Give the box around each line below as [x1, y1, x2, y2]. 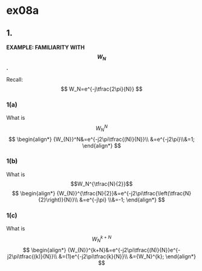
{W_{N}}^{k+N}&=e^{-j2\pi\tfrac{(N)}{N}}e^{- [67, 246, 181, 253]
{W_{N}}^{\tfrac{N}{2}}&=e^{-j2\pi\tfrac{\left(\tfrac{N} [56, 189, 192, 197]
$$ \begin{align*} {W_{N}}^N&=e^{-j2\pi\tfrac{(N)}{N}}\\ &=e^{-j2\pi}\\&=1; [8, 135, 195, 143]
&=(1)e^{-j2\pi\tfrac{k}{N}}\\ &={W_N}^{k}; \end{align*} [58, 252, 197, 260]
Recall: [6, 76, 23, 83]
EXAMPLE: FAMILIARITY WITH [6, 44, 85, 51]
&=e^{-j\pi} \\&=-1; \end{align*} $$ [79, 196, 165, 203]
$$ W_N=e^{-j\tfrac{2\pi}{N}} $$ [60, 85, 143, 93]
